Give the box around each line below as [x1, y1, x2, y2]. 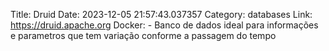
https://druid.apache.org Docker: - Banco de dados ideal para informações [10, 19, 319, 31]
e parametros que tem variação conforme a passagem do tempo [10, 30, 277, 41]
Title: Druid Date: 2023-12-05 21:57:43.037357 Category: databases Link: [10, 9, 313, 20]
